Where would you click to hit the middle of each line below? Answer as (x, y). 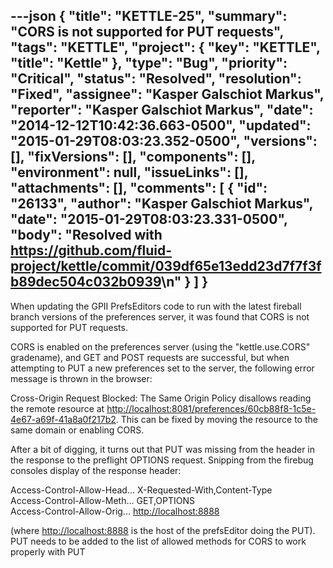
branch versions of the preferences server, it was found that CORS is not (160, 316)
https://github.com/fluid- (91, 250)
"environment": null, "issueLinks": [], (129, 172)
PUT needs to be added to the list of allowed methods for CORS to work (158, 541)
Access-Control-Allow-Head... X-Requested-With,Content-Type (141, 490)
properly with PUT (48, 551)
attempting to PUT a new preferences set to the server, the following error (162, 368)
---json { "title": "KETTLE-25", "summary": (149, 16)
